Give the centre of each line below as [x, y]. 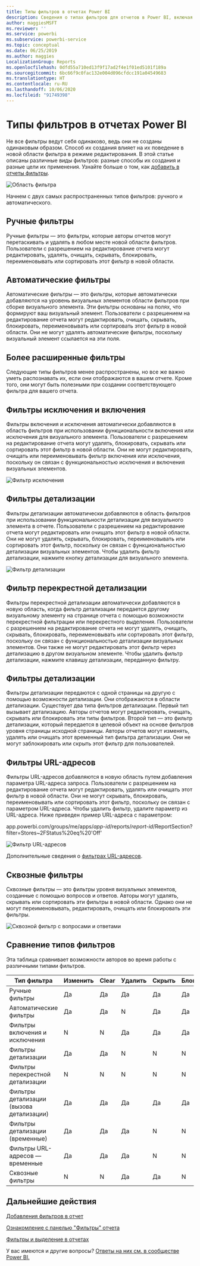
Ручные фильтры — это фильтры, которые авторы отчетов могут [89, 236]
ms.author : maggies [30, 56]
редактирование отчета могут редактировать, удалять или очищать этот [99, 790]
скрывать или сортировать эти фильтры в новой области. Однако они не [99, 902]
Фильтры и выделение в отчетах [48, 1239]
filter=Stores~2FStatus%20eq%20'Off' [54, 833]
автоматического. [29, 202]
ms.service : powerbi [32, 34]
